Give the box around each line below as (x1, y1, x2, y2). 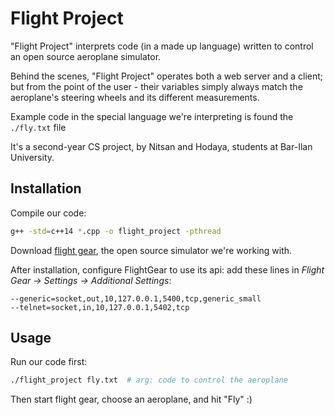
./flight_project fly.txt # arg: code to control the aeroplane (10, 375, 288, 386)
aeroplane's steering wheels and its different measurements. (10, 91, 260, 103)
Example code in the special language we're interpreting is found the (10, 110, 294, 122)
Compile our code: (10, 207, 87, 219)
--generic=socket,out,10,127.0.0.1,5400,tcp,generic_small (10, 293, 262, 304)
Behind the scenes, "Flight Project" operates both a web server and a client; (10, 70, 324, 82)
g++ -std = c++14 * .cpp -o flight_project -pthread (10, 226, 222, 236)
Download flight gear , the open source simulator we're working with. (10, 244, 293, 256)
